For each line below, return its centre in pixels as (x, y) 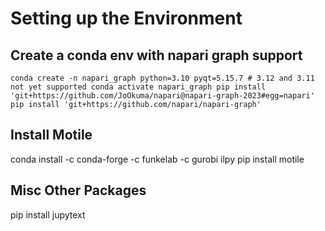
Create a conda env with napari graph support (156, 55)
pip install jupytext (48, 214)
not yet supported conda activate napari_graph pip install (138, 87)
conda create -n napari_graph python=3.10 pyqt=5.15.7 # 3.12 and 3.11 (162, 78)
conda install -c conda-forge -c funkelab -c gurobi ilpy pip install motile (157, 159)
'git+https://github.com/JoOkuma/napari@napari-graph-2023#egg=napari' (162, 96)
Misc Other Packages (78, 190)
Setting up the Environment (126, 18)
